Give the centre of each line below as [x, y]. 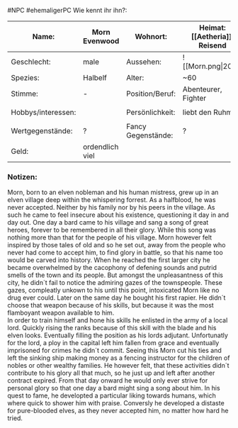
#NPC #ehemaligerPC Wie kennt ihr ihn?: [67, 10]
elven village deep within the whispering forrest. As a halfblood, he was [112, 200]
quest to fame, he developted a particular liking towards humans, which [112, 395]
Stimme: [25, 94]
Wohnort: [151, 36]
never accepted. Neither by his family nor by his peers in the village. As [111, 208]
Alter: [135, 78]
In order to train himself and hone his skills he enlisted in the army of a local [118, 320]
